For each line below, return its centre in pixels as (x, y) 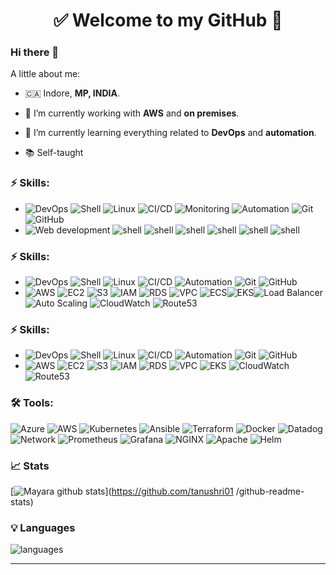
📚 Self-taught (54, 153)
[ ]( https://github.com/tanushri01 (122, 491)
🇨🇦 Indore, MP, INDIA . (72, 93)
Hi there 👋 (35, 52)
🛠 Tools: (32, 403)
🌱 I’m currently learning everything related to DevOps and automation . (170, 133)
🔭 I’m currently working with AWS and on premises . (132, 113)
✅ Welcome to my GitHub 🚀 (168, 20)
